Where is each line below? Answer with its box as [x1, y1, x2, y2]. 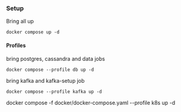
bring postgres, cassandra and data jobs [6, 55, 105, 62]
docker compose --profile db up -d [6, 67, 94, 73]
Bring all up [6, 18, 34, 25]
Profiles [6, 42, 26, 49]
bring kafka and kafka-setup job [6, 77, 85, 84]
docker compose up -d [6, 29, 60, 35]
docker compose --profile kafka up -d [6, 88, 102, 95]
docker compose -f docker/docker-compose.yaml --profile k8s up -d [6, 99, 176, 106]
